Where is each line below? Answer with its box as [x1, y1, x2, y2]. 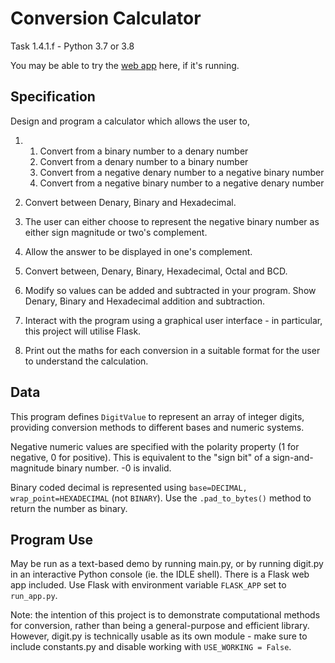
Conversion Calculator [10, 7, 202, 30]
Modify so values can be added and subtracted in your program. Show [24, 284, 317, 296]
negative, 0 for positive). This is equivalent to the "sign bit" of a [10, 451, 271, 463]
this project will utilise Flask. [24, 325, 142, 337]
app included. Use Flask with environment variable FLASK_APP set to [10, 579, 287, 591]
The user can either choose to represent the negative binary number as [24, 215, 320, 227]
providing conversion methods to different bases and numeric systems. [10, 421, 305, 433]
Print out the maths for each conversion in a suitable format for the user [24, 344, 321, 356]
